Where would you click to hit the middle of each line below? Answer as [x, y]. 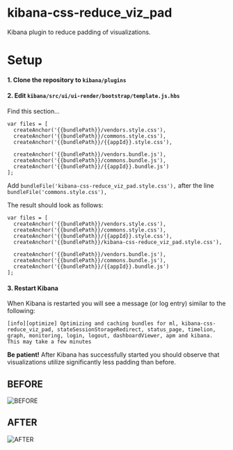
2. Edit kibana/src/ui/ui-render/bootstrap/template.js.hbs [94, 96]
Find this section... [34, 111]
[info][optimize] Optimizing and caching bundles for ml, [93, 324]
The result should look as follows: [55, 205]
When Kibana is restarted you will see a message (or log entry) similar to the [116, 303]
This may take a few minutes [49, 342]
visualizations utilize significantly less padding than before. [91, 362]
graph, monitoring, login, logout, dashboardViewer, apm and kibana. [110, 336]
